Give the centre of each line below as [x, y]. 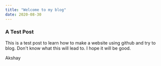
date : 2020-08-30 [23, 14]
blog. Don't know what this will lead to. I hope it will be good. [68, 48]
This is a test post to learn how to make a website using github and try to [80, 42]
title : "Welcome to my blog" [36, 10]
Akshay [13, 57]
